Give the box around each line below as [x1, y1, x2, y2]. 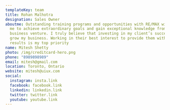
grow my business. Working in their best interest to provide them [10, 36, 155, 41]
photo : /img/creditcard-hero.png [5, 50, 76, 55]
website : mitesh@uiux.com [5, 69, 60, 74]
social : [5, 74, 22, 79]
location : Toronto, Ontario [5, 64, 65, 69]
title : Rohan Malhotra [5, 12, 53, 17]
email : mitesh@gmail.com [5, 59, 58, 64]
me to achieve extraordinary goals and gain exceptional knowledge [10, 26, 155, 31]
